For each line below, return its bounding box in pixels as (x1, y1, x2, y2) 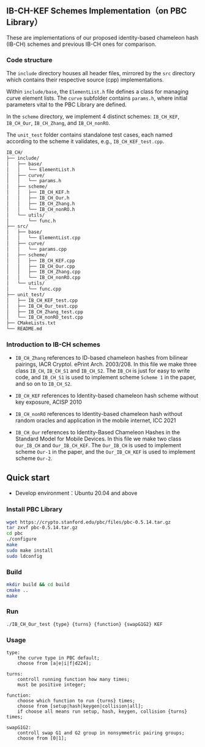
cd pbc (6, 530, 23, 537)
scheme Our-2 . (15, 455, 53, 462)
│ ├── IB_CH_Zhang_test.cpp (6, 308, 84, 315)
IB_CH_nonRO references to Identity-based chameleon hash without (15, 411, 182, 418)
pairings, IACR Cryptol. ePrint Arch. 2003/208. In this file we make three (15, 360, 197, 368)
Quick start (6, 472, 50, 483)
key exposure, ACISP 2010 (15, 398, 83, 406)
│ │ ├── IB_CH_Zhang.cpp (6, 269, 81, 275)
